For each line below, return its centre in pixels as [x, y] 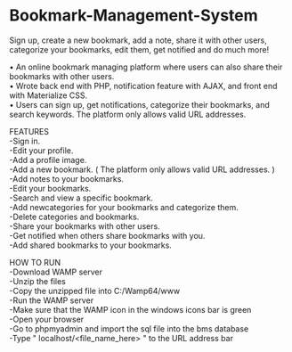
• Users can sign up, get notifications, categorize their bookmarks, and [139, 104]
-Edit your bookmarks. [50, 188]
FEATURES [29, 131]
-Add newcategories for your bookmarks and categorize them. [124, 207]
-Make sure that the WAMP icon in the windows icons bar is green [130, 309]
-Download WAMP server [56, 272]
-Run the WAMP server [52, 300]
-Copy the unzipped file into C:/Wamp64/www [95, 291]
